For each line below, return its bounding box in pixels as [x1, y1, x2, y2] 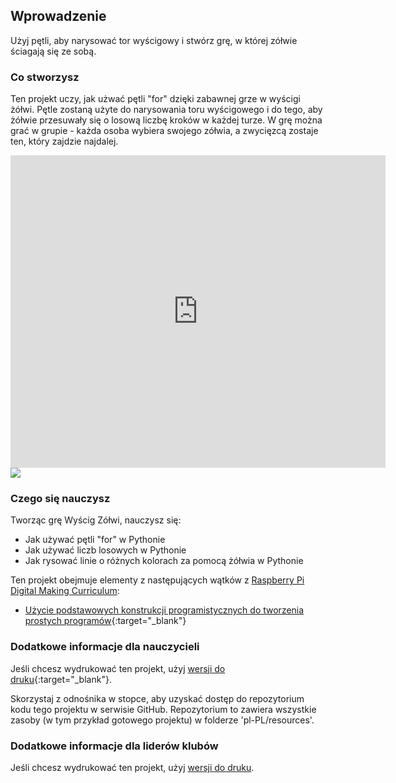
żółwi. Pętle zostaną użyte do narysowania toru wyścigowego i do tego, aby [10, 104, 323, 116]
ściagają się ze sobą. [10, 45, 97, 57]
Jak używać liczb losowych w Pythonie [24, 544, 187, 556]
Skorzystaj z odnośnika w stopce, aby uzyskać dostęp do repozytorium [10, 692, 305, 704]
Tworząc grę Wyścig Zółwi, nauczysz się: [10, 514, 182, 526]
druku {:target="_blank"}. [10, 673, 112, 685]
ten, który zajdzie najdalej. [10, 135, 119, 148]
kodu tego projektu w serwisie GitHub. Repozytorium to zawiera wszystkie [10, 703, 317, 715]
